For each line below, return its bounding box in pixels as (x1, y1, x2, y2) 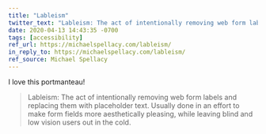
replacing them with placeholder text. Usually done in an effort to (27, 100, 240, 110)
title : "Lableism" (8, 11, 69, 20)
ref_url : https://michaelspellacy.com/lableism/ (8, 41, 172, 49)
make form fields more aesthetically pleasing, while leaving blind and (27, 109, 253, 118)
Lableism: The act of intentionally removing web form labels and (27, 92, 237, 102)
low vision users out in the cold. (27, 117, 131, 127)
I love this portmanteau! (8, 76, 85, 87)
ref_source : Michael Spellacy (8, 56, 108, 64)
